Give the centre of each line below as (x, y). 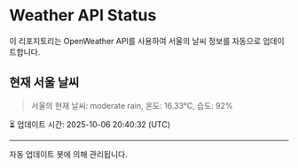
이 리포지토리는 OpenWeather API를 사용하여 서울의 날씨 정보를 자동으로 (135, 41)
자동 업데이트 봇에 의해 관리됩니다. (68, 154)
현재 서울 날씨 (44, 83)
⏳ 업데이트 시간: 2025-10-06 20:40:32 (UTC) (90, 124)
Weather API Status (83, 15)
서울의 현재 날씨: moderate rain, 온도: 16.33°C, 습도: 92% (132, 105)
